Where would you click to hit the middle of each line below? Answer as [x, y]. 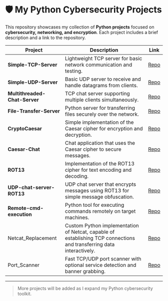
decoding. [77, 176]
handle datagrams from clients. [101, 85]
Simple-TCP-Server [32, 65]
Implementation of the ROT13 [100, 163]
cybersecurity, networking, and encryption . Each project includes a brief [82, 32]
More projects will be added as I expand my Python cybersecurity [85, 288]
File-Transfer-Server [34, 111]
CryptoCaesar [25, 128]
